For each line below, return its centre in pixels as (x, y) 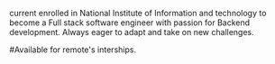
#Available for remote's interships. (73, 50)
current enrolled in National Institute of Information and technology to (138, 13)
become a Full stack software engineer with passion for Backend (130, 23)
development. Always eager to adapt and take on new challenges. (132, 32)
